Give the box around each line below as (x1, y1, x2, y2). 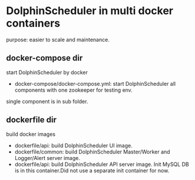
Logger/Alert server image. (14, 154, 81, 161)
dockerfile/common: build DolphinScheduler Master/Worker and (14, 148, 170, 155)
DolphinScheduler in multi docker (6, 4, 174, 18)
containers (6, 16, 61, 30)
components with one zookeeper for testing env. (14, 86, 133, 94)
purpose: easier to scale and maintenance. (6, 36, 110, 43)
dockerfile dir (6, 115, 57, 125)
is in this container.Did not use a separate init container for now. (14, 166, 170, 174)
